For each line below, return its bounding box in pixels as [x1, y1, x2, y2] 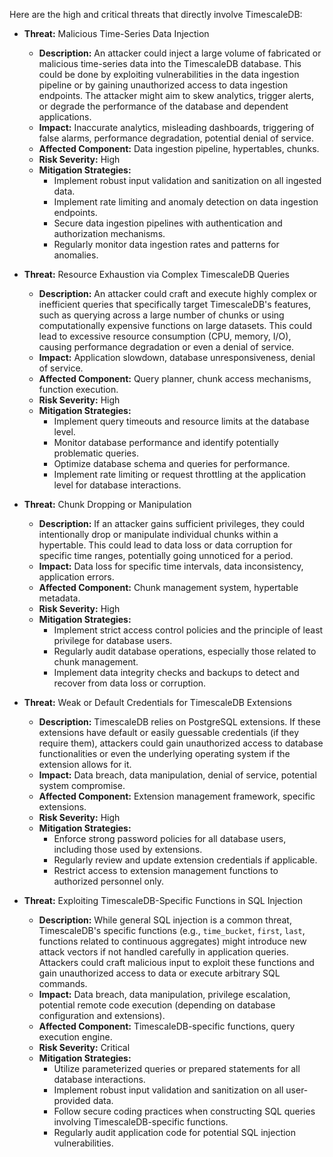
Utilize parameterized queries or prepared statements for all [53, 1063, 301, 1074]
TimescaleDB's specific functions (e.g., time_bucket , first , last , [38, 925, 306, 936]
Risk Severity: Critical [38, 1042, 131, 1053]
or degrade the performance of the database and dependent [38, 100, 289, 112]
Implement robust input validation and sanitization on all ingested [53, 175, 322, 186]
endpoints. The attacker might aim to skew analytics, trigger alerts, [38, 90, 315, 101]
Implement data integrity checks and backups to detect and [53, 667, 300, 678]
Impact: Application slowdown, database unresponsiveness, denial [38, 352, 316, 363]
